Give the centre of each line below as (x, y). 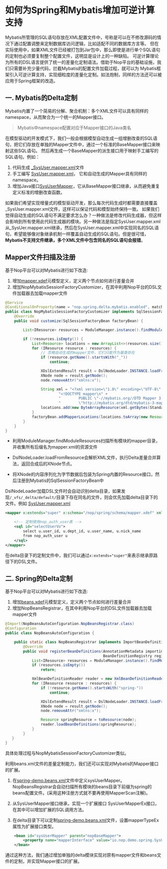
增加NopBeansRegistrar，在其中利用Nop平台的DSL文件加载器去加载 (82, 608)
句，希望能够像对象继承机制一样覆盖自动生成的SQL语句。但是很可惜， (77, 234)
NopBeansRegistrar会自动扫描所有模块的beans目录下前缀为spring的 (82, 787)
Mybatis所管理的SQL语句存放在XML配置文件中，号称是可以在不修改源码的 (81, 37)
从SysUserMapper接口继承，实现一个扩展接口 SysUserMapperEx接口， (86, 803)
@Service (14, 303)
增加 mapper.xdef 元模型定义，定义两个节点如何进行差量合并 (73, 281)
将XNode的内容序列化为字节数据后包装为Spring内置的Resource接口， (84, 474)
